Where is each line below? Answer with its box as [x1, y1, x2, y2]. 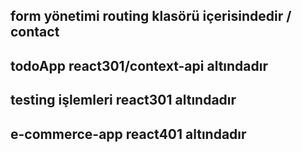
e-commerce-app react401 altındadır [10, 125, 247, 143]
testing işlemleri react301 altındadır [10, 92, 237, 109]
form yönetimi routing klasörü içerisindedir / [10, 8, 292, 25]
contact [10, 24, 60, 41]
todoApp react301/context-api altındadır [10, 57, 268, 74]
